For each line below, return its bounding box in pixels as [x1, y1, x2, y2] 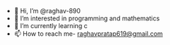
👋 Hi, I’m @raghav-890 [13, 7, 81, 15]
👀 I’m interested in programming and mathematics [13, 14, 160, 22]
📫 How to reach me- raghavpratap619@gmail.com [13, 30, 163, 38]
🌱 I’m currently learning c [13, 22, 88, 30]
